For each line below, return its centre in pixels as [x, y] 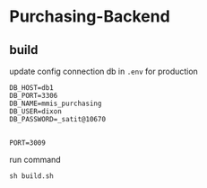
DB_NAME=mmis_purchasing [56, 103]
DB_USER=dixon [36, 112]
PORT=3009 [28, 143]
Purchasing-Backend [90, 17]
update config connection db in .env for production [104, 71]
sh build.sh [31, 176]
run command [35, 160]
